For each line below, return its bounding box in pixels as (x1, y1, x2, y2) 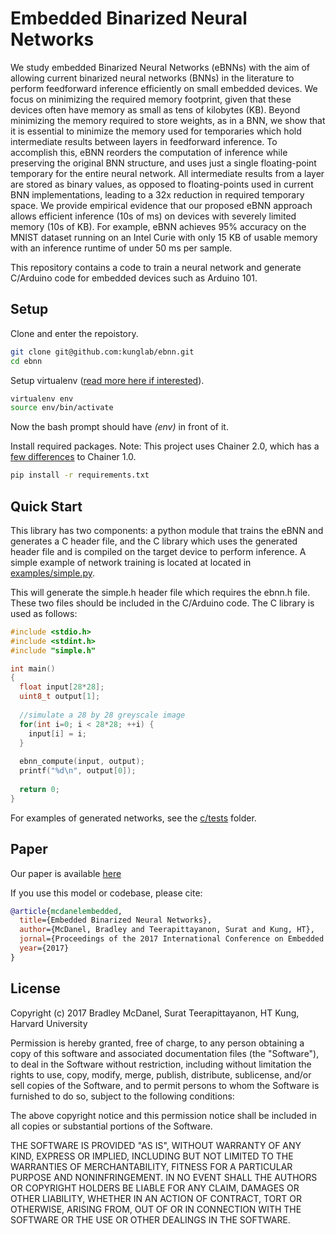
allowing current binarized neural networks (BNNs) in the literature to (10, 72, 295, 84)
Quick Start (10, 498, 83, 515)
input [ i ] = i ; (28, 728, 87, 739)
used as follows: (10, 607, 78, 619)
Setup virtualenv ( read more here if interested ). (10, 374, 205, 386)
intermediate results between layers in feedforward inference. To (10, 135, 278, 147)
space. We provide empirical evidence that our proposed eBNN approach (10, 199, 313, 211)
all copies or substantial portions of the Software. (10, 1120, 213, 1132)
